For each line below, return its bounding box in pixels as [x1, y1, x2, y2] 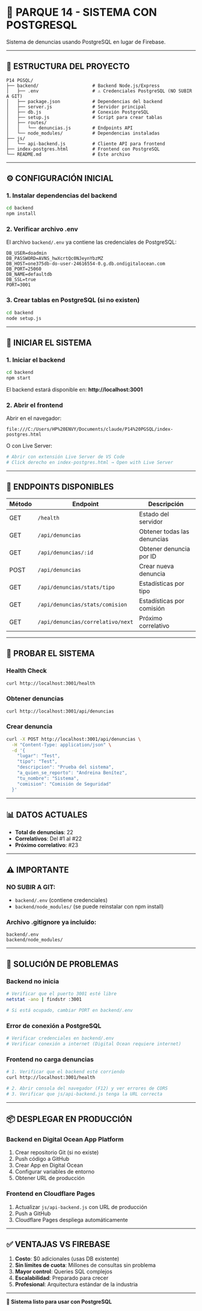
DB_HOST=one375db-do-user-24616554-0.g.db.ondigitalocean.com [6, 261, 165, 267]
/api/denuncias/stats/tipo [37, 583, 115, 591]
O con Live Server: [6, 442, 52, 449]
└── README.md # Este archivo [6, 151, 130, 157]
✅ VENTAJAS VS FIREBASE [6, 1239, 110, 1249]
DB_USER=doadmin [6, 250, 47, 256]
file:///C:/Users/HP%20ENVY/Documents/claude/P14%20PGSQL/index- [6, 427, 173, 433]
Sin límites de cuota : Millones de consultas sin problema [14, 1262, 156, 1269]
